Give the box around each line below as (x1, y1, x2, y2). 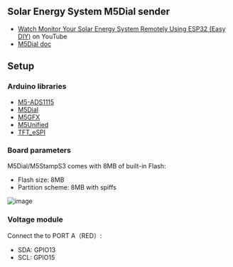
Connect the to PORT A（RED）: (7, 231, 102, 240)
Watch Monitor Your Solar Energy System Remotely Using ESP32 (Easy (17, 24, 226, 33)
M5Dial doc (17, 39, 52, 48)
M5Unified (17, 120, 49, 129)
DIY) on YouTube (17, 32, 67, 40)
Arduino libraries (7, 82, 67, 92)
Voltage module (7, 214, 64, 224)
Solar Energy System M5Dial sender (7, 6, 170, 18)
